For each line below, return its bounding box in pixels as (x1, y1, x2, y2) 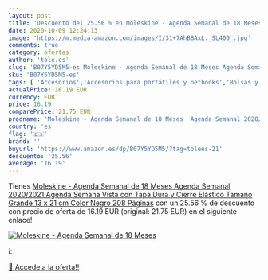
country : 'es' (8, 122, 56, 130)
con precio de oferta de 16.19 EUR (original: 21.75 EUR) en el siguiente (8, 207, 238, 216)
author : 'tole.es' (8, 56, 69, 64)
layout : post (8, 11, 52, 20)
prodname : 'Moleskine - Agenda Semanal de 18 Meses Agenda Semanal (8, 115, 241, 123)
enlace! (8, 216, 33, 225)
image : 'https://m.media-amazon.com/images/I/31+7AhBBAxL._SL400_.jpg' (8, 33, 251, 42)
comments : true (8, 41, 59, 49)
